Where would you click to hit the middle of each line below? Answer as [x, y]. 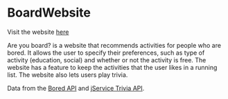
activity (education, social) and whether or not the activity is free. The [107, 60]
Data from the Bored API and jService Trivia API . [76, 88]
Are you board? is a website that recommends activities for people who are [114, 45]
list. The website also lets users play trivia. [68, 75]
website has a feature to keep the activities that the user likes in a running [112, 67]
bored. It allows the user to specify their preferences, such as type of [106, 53]
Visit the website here [38, 32]
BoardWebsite [49, 13]
